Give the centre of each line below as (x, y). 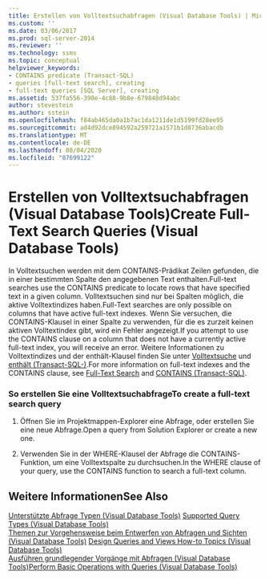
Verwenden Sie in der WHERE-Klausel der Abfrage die (109, 454)
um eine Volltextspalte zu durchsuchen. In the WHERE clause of (157, 463)
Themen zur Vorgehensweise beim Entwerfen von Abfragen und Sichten (128, 533)
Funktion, (35, 463)
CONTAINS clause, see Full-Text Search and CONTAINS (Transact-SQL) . (128, 373)
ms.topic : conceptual (44, 61)
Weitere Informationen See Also (88, 496)
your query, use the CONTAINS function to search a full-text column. (133, 471)
